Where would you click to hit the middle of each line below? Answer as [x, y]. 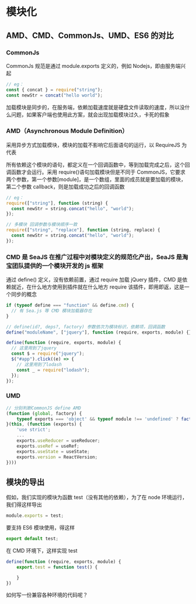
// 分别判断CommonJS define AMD [44, 408]
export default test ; [32, 539]
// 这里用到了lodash [39, 364]
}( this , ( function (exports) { [44, 424]
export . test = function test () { [57, 567]
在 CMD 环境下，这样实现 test [42, 550]
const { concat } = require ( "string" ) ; [55, 90]
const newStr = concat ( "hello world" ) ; [55, 95]
